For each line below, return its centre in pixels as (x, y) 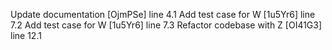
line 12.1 (26, 35)
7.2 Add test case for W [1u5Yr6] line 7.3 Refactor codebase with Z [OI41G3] (166, 25)
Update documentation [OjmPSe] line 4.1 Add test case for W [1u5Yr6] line (163, 14)
